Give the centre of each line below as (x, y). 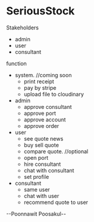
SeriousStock (40, 11)
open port (36, 157)
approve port (40, 113)
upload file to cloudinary (54, 94)
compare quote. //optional (56, 151)
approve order (41, 126)
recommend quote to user (56, 202)
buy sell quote (41, 145)
